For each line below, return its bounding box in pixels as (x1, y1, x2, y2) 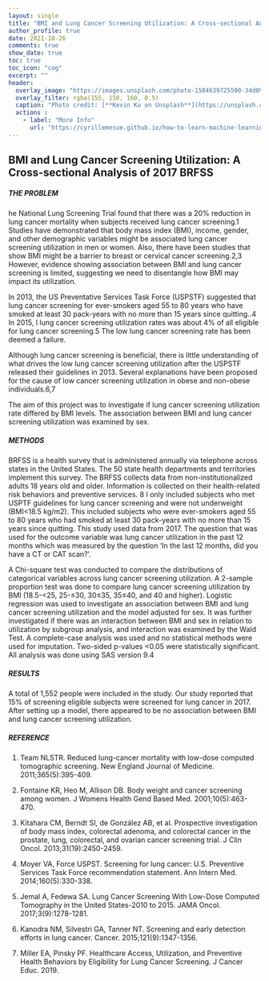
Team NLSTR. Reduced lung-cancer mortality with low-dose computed (19, 753, 255, 763)
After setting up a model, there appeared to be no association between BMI (8, 706, 257, 715)
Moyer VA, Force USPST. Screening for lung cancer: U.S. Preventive (19, 859, 244, 869)
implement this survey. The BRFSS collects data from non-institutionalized (8, 472, 253, 482)
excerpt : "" (8, 71, 48, 79)
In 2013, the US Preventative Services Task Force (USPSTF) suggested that (8, 292, 256, 302)
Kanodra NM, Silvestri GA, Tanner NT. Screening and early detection (19, 924, 246, 934)
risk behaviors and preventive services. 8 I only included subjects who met (8, 490, 255, 500)
